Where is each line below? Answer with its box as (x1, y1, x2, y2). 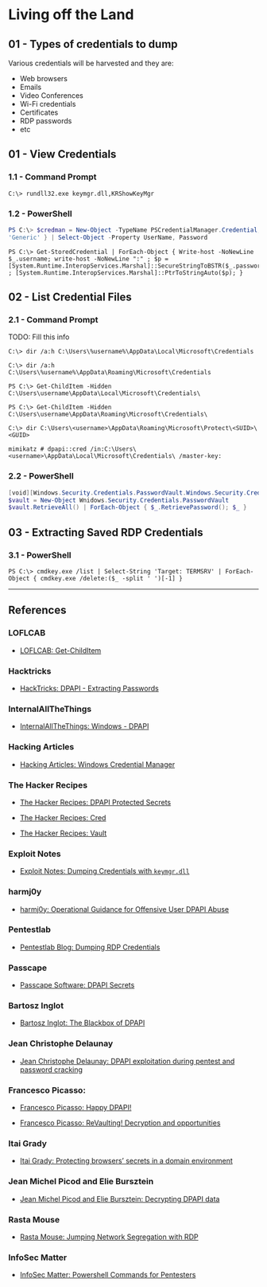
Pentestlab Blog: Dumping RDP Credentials (19, 942, 161, 952)
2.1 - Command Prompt (8, 315, 99, 326)
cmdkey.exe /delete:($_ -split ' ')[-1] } (40, 575, 183, 583)
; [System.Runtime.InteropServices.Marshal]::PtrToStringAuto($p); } (8, 268, 244, 276)
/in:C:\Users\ (90, 445, 137, 453)
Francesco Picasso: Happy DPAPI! (19, 1102, 132, 1112)
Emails (19, 82, 42, 92)
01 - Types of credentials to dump (8, 37, 178, 51)
